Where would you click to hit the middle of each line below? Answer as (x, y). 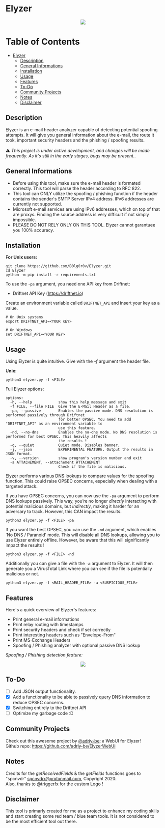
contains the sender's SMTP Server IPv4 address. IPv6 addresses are (83, 199)
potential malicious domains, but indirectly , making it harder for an (72, 506)
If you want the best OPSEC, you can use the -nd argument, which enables (81, 530)
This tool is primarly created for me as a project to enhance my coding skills (82, 811)
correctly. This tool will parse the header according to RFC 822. (77, 188)
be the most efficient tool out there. (41, 822)
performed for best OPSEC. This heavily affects (56, 437)
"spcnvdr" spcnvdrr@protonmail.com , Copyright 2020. (61, 778)
